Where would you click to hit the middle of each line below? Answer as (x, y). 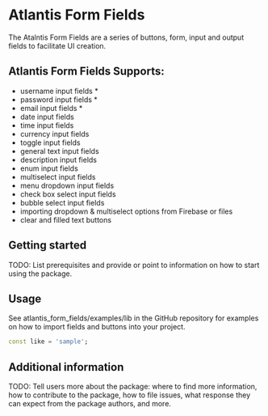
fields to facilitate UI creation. (57, 45)
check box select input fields (68, 194)
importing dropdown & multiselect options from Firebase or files (126, 211)
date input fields (47, 117)
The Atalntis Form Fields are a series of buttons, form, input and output (126, 37)
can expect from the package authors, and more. (90, 404)
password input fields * (59, 100)
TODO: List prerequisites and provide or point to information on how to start (134, 265)
